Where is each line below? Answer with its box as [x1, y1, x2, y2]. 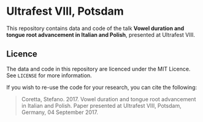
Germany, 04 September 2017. [21, 109, 98, 116]
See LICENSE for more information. [6, 72, 92, 79]
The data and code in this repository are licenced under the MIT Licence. [6, 65, 191, 72]
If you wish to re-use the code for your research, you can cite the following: [6, 83, 197, 91]
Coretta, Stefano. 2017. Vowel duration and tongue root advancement [21, 95, 196, 102]
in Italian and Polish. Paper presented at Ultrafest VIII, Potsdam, [21, 102, 182, 109]
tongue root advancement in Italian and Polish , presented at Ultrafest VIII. [6, 31, 195, 38]
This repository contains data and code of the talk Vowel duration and [6, 25, 185, 32]
